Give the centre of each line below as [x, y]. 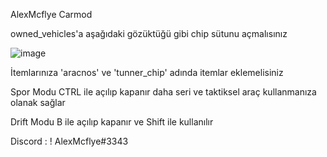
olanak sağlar [38, 102]
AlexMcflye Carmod [51, 14]
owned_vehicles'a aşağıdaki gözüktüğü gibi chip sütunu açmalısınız [149, 33]
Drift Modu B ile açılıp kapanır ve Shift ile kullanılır [112, 122]
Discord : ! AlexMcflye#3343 [69, 141]
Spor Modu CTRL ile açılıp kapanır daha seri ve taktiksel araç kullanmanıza [163, 92]
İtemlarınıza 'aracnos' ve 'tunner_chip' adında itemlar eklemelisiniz [147, 72]
